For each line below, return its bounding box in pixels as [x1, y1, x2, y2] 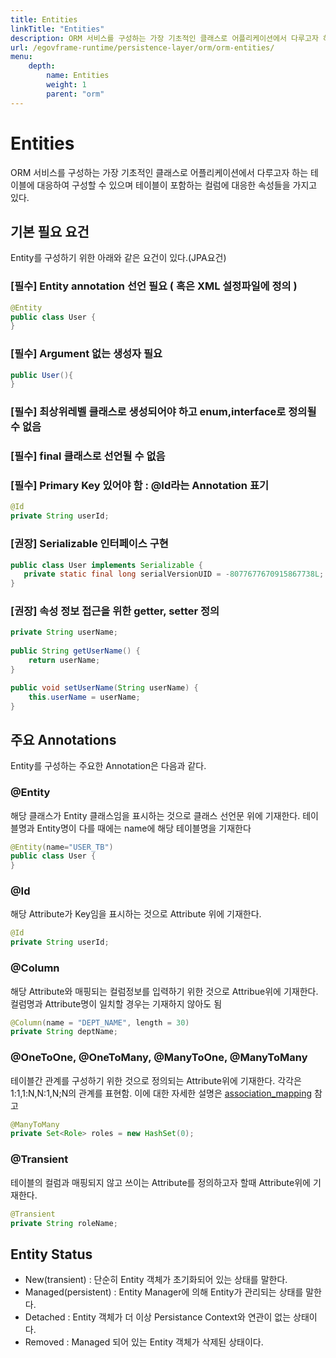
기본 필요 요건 [10, 223, 90, 240]
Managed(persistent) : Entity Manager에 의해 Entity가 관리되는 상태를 [24, 1286, 304, 1298]
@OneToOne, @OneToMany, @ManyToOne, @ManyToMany [10, 1051, 308, 1065]
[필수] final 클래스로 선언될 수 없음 [10, 449, 166, 463]
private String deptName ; [10, 1027, 118, 1037]
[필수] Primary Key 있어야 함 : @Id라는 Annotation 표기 [10, 479, 270, 493]
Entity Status [10, 1246, 93, 1263]
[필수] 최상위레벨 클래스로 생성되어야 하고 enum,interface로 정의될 [10, 405, 317, 419]
